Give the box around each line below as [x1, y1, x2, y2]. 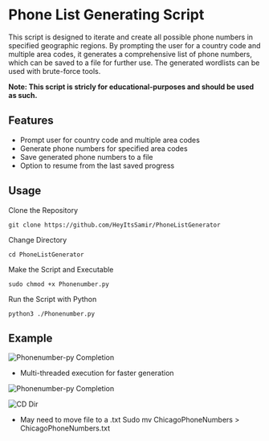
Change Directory [8, 235, 67, 244]
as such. [8, 90, 38, 100]
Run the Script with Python [8, 294, 97, 304]
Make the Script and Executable [8, 264, 114, 274]
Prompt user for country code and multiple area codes [19, 135, 201, 145]
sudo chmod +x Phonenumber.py [8, 280, 110, 288]
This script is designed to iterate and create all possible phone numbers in [8, 32, 254, 42]
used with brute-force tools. [8, 66, 101, 76]
